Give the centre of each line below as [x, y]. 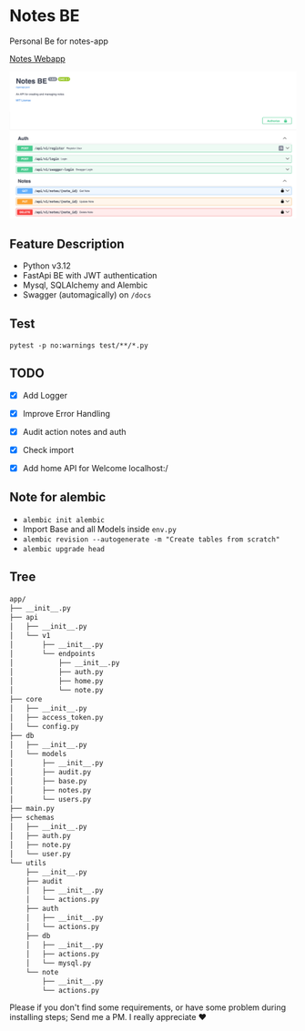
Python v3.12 [46, 266]
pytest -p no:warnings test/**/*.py [79, 345]
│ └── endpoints [52, 653]
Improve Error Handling [66, 413]
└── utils [28, 863]
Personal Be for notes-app [59, 41]
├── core [26, 699]
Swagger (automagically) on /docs [87, 295]
